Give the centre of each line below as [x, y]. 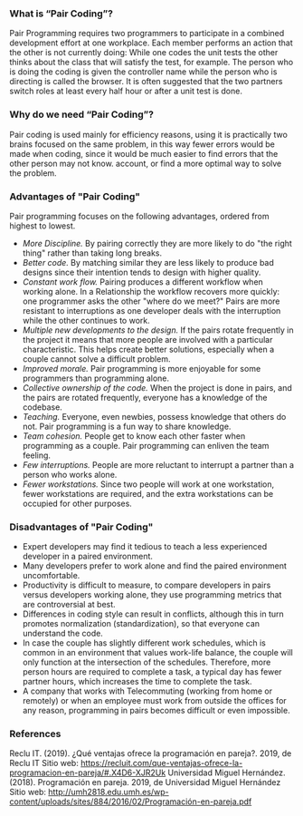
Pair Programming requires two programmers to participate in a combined [147, 34]
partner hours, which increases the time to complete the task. [137, 682]
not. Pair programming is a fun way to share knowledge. [127, 426]
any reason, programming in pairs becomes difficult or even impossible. [156, 711]
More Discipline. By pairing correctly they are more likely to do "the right [157, 243]
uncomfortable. [51, 576]
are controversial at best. [69, 605]
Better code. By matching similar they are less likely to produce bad [148, 262]
